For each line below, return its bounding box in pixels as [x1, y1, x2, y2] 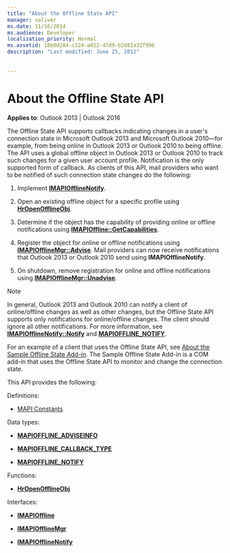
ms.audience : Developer [7, 29, 76, 36]
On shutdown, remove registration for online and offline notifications [16, 266, 211, 275]
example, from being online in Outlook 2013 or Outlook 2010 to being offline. [7, 142, 223, 150]
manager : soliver [7, 16, 57, 23]
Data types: [7, 418, 40, 426]
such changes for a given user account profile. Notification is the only [7, 156, 205, 164]
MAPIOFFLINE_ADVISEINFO [16, 431, 98, 440]
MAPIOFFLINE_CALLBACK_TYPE [16, 444, 112, 453]
